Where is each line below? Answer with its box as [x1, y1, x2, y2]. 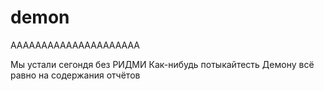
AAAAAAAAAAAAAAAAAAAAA [10, 39, 140, 51]
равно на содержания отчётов [10, 69, 141, 81]
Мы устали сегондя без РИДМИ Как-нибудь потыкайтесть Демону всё [10, 58, 315, 70]
